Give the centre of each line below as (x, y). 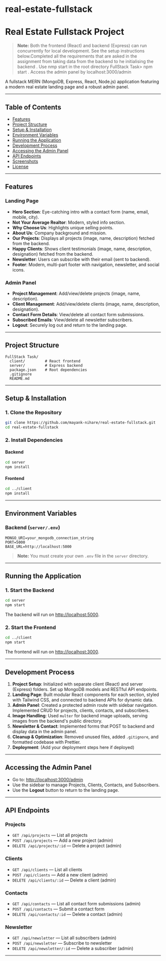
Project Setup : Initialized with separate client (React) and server (78, 684)
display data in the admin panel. (45, 731)
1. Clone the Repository (33, 412)
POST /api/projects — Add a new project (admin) (63, 840)
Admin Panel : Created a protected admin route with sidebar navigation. (85, 705)
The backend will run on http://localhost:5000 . (52, 615)
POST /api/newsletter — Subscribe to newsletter (62, 943)
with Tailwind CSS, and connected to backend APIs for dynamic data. (83, 700)
